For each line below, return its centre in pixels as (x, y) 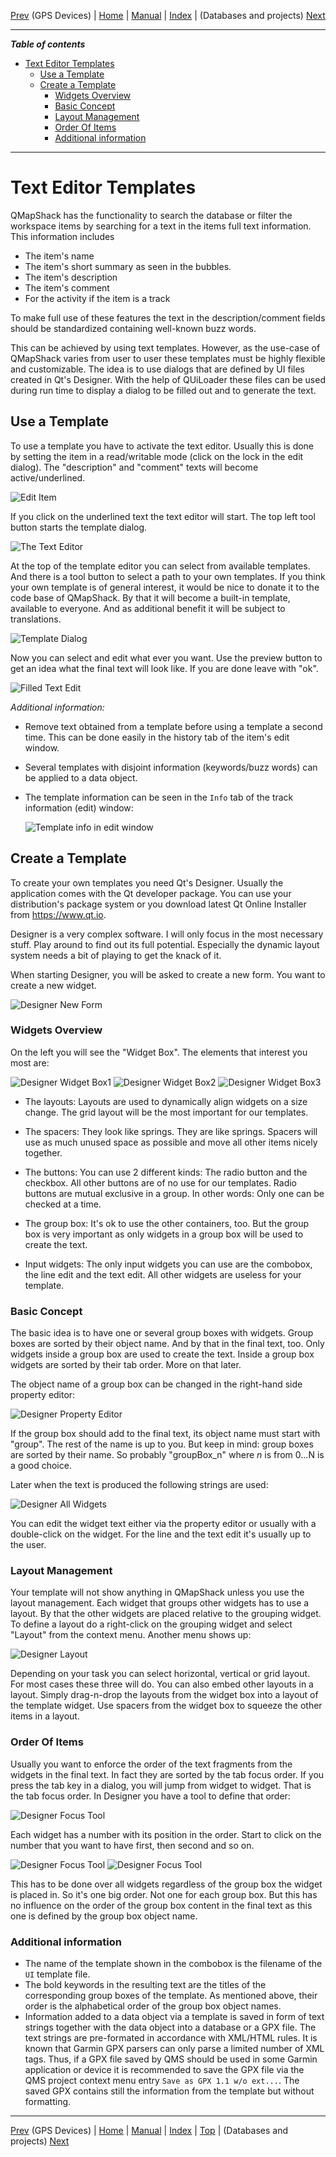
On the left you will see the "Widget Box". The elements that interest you (159, 1052)
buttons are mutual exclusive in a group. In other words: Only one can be (174, 1193)
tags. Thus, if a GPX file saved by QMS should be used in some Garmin (171, 2059)
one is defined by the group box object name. (104, 1916)
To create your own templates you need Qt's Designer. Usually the (147, 882)
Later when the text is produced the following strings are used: (139, 1485)
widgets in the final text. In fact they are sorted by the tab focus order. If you (167, 1774)
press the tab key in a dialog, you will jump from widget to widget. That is (161, 1785)
